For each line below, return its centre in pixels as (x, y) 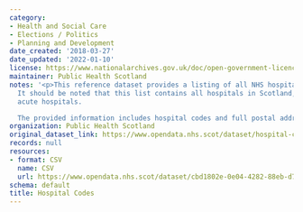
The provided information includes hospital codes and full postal (147, 118)
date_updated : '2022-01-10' (62, 60)
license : (26, 69)
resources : (30, 152)
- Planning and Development (62, 43)
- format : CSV (36, 160)
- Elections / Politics (54, 34)
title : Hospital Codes (52, 194)
